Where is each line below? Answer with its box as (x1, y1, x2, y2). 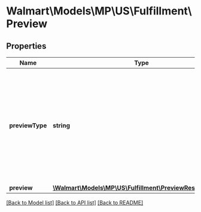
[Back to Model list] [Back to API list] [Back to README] (6, 199, 144, 206)
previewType (9, 121, 47, 130)
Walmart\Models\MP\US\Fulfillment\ (6, 4, 193, 18)
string (53, 121, 71, 130)
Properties (6, 41, 47, 51)
